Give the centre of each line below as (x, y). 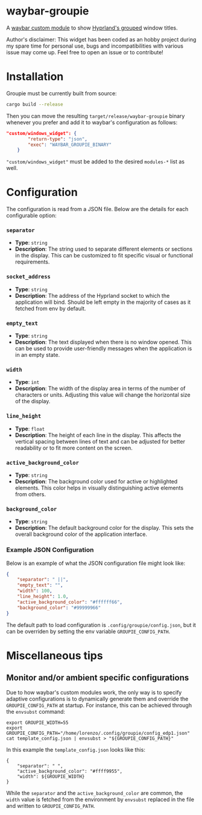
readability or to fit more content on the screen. (74, 448)
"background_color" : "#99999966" (59, 608)
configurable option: (31, 216)
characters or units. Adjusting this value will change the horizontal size (103, 395)
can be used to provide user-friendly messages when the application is (103, 348)
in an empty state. (37, 355)
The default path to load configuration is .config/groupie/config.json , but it (101, 625)
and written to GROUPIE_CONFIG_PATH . (51, 805)
